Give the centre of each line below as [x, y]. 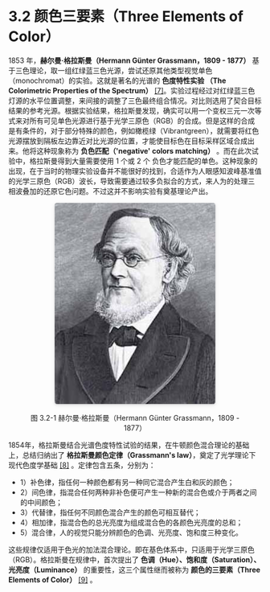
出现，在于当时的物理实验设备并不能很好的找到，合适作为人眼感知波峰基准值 [135, 171]
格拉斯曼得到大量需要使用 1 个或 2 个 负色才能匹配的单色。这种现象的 [143, 161]
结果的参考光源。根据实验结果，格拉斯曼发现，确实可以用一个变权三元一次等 [135, 110]
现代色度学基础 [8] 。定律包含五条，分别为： [82, 465]
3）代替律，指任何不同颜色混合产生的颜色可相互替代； [110, 512]
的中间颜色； [41, 502]
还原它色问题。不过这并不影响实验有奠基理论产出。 [128, 191]
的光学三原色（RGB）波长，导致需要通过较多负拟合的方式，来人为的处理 [128, 181]
